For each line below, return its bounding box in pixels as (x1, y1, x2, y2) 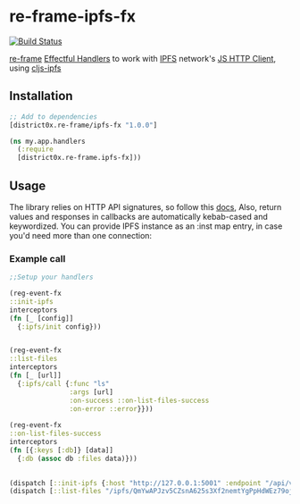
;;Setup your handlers (9, 273, 94, 282)
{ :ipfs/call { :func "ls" (17, 379, 110, 388)
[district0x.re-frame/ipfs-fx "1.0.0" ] (9, 121, 158, 130)
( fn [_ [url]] (9, 371, 62, 381)
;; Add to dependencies (9, 112, 98, 122)
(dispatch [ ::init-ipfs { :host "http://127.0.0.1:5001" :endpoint (9, 478, 262, 488)
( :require (17, 145, 54, 154)
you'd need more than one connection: (9, 230, 153, 240)
